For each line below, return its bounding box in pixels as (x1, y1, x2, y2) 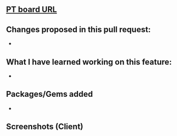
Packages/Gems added (6, 89, 93, 99)
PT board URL (6, 5, 57, 15)
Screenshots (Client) (6, 122, 84, 132)
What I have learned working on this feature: (6, 57, 172, 67)
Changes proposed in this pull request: (6, 25, 151, 34)
